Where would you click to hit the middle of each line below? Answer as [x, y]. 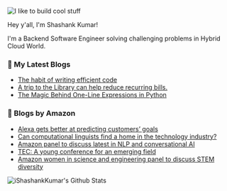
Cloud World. [27, 46]
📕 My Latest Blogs [39, 64]
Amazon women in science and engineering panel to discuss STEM [116, 159]
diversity [31, 166]
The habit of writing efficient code [67, 80]
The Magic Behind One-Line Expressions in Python [92, 95]
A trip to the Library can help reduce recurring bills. [93, 87]
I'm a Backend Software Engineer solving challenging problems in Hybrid [114, 38]
